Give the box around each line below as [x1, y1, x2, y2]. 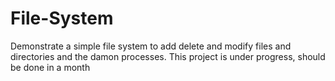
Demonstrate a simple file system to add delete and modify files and [10, 40, 292, 52]
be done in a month [10, 61, 91, 73]
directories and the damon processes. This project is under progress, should [10, 50, 326, 62]
